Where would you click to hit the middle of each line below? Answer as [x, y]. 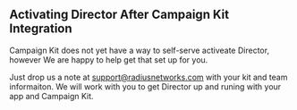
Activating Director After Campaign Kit [119, 15]
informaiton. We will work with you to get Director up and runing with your [145, 86]
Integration [41, 29]
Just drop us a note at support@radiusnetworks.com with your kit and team [148, 77]
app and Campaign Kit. [51, 96]
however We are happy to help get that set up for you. [109, 59]
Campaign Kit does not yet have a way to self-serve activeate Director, [140, 50]
